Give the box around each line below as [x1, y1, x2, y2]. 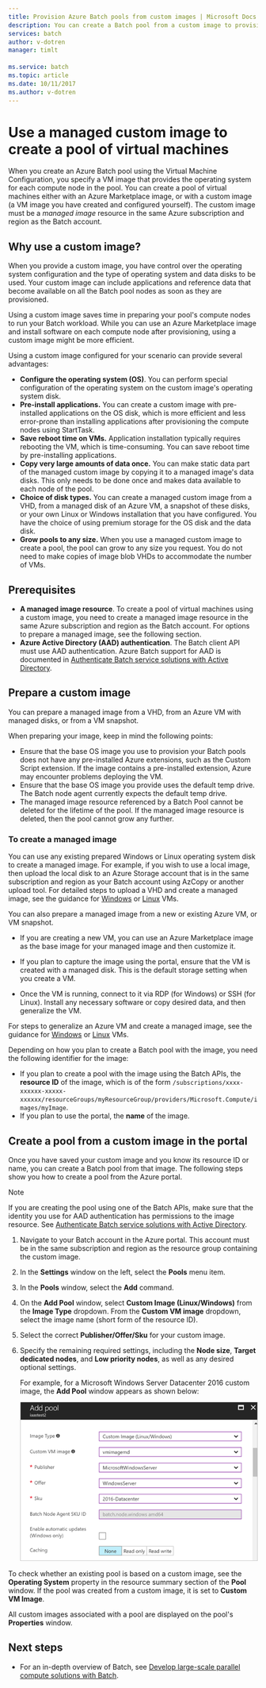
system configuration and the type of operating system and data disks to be [8, 270, 256, 279]
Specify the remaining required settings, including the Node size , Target [19, 1345, 256, 1355]
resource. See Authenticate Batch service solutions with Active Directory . [8, 1219, 248, 1229]
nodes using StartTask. [19, 425, 95, 435]
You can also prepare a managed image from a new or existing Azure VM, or [8, 909, 257, 919]
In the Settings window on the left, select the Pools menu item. [19, 1267, 226, 1277]
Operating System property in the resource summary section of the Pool [8, 1577, 247, 1586]
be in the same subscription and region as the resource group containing [19, 1243, 258, 1253]
